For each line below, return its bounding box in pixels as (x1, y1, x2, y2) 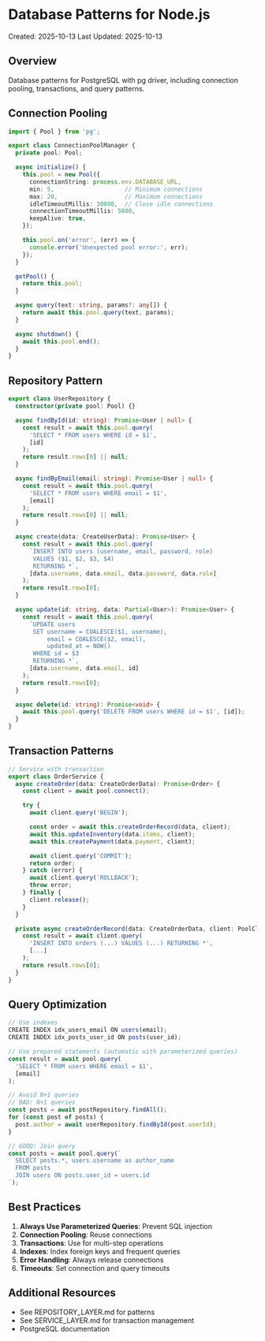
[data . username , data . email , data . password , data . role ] (28, 569, 217, 577)
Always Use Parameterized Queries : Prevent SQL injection (19, 1221, 213, 1231)
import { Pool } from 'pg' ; (8, 128, 101, 136)
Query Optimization (8, 997, 107, 1011)
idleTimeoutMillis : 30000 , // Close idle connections (28, 199, 214, 208)
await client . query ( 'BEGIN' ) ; (28, 809, 129, 817)
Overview (8, 54, 58, 68)
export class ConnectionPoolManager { (8, 142, 136, 150)
